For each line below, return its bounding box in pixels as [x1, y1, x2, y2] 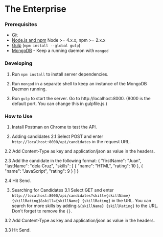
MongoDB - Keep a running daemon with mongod [11, 48, 109, 53]
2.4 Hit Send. [4, 178, 31, 184]
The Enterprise [4, 3, 67, 15]
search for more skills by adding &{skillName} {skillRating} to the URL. [11, 203, 159, 209]
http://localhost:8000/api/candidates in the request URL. [11, 139, 131, 145]
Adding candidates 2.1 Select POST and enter [11, 133, 104, 139]
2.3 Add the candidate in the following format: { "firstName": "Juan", [4, 158, 141, 164]
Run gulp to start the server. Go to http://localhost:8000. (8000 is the [11, 95, 151, 101]
